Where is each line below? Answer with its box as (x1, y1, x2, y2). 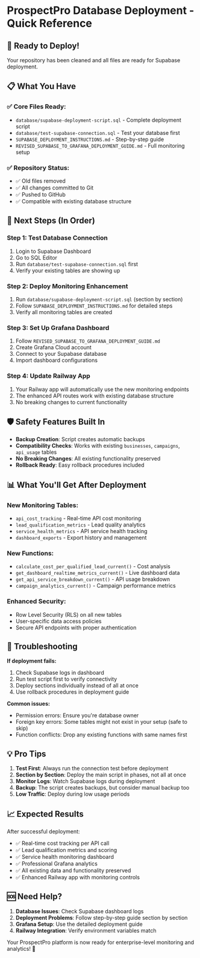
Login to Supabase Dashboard (15, 248, 92, 255)
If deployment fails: (7, 657, 57, 664)
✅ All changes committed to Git (15, 184, 94, 191)
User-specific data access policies (15, 617, 102, 625)
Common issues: (7, 700, 51, 707)
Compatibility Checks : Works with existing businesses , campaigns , (15, 442, 180, 450)
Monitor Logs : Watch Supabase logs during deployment (15, 778, 155, 785)
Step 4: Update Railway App (7, 372, 91, 380)
